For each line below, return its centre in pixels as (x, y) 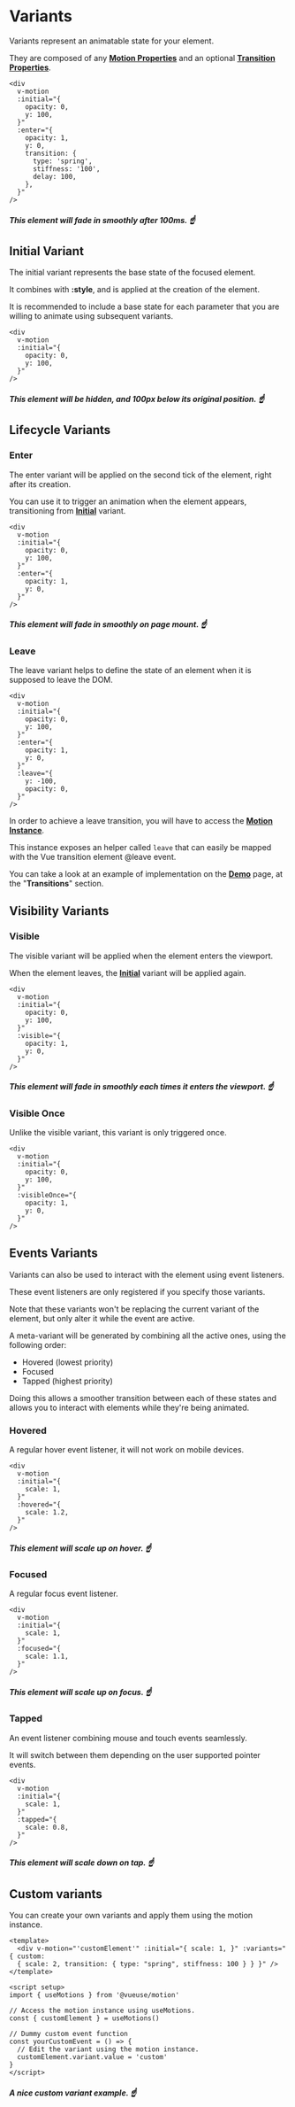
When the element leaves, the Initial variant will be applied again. (128, 972)
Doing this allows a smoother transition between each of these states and (143, 1398)
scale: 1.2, (47, 1513)
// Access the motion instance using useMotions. (102, 2011)
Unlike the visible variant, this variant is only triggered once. (118, 1132)
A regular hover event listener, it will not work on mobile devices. (127, 1450)
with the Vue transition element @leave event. (93, 856)
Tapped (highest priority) (67, 1381)
